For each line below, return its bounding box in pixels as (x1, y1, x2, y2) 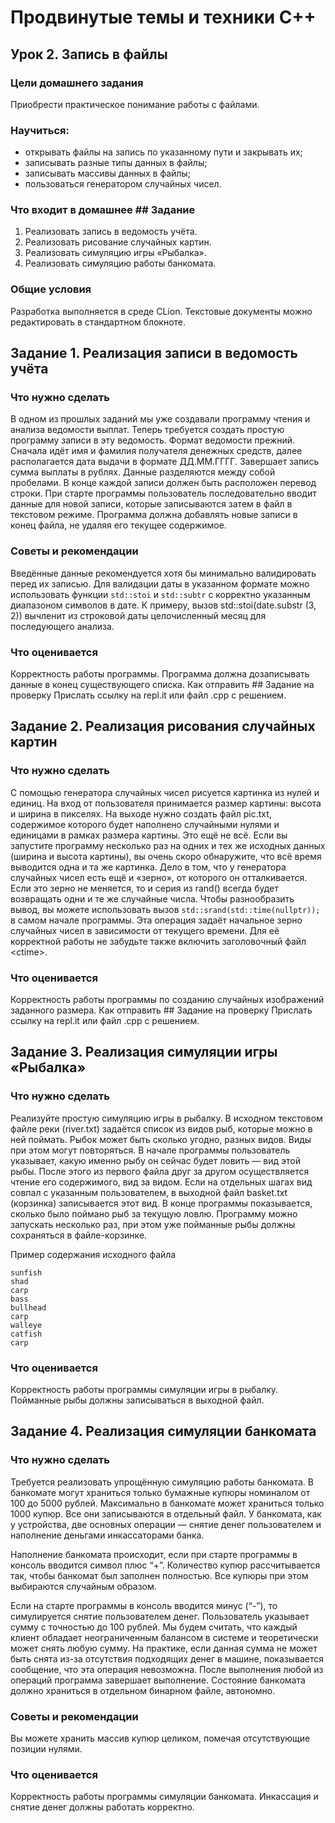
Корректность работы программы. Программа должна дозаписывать (10, 668, 310, 680)
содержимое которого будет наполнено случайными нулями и (10, 818, 280, 830)
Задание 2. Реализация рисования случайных (10, 718, 316, 735)
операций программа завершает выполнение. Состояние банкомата (10, 1674, 306, 1686)
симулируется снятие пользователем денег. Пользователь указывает (10, 1610, 310, 1622)
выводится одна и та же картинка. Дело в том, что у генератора (10, 861, 287, 873)
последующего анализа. (10, 620, 115, 632)
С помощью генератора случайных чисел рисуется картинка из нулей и (10, 786, 320, 798)
